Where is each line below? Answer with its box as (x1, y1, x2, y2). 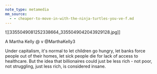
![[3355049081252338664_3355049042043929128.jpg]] (5, 30, 121, 35)
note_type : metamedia (5, 7, 49, 12)
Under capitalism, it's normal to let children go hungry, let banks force (5, 48, 145, 54)
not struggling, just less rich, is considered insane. (5, 63, 106, 69)
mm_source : (5, 12, 27, 16)
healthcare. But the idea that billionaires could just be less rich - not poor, (5, 59, 153, 64)
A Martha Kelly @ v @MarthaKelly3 (5, 39, 76, 44)
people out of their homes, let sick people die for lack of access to (5, 53, 138, 59)
